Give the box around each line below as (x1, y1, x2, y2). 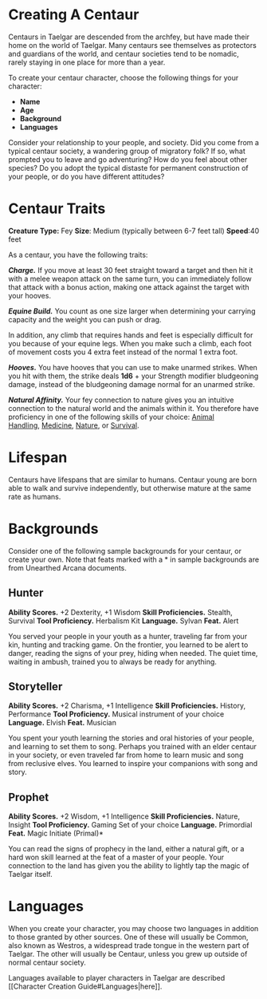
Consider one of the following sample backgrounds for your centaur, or (8, 546, 241, 555)
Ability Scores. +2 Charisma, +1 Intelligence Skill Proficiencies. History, (8, 701, 245, 711)
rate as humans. (8, 492, 61, 501)
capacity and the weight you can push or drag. (8, 314, 162, 324)
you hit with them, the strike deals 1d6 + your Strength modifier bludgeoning (8, 371, 259, 381)
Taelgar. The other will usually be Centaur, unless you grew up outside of (8, 950, 248, 959)
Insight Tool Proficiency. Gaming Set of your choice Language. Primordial (8, 820, 253, 830)
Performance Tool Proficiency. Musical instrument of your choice (8, 709, 225, 719)
